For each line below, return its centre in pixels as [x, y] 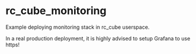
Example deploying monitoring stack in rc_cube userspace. [78, 27]
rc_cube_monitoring [56, 11]
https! [13, 45]
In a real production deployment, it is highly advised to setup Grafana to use [98, 38]
